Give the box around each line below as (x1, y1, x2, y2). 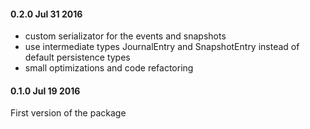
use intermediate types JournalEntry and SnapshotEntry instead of (24, 41, 300, 53)
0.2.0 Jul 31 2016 (10, 8, 83, 20)
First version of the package (10, 107, 127, 119)
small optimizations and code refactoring (24, 62, 194, 74)
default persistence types (24, 51, 131, 64)
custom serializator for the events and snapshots (24, 30, 227, 42)
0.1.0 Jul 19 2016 (10, 85, 81, 97)
